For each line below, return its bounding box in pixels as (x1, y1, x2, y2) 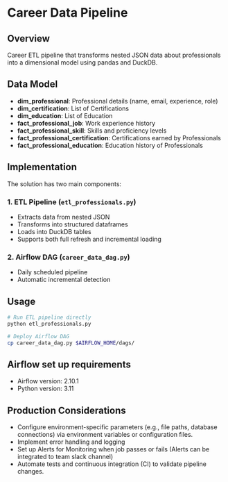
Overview (7, 33, 51, 44)
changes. (17, 467, 44, 476)
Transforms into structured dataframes (17, 220, 128, 228)
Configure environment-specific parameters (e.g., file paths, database (17, 423, 218, 431)
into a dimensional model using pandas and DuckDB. (7, 58, 158, 67)
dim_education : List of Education (17, 111, 113, 119)
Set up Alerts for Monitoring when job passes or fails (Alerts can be (17, 445, 210, 454)
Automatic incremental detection (17, 276, 111, 284)
